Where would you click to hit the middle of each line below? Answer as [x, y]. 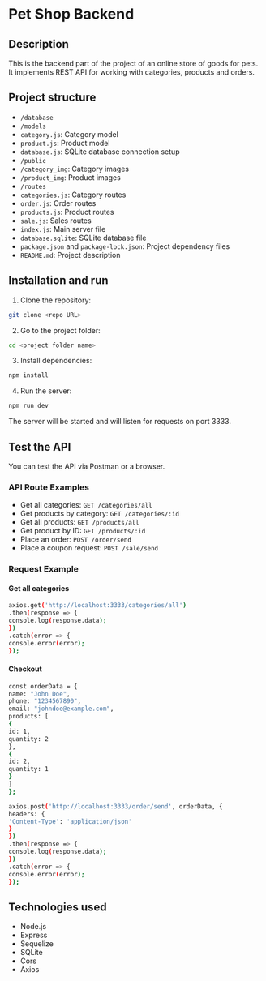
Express [34, 935]
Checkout [25, 669]
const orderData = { [43, 686]
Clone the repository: [56, 300]
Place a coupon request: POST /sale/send [89, 548]
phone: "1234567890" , [45, 701]
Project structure [52, 98]
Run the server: [46, 391]
